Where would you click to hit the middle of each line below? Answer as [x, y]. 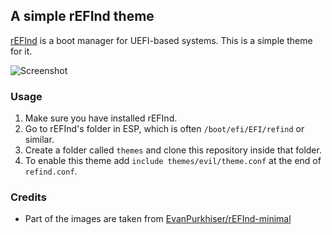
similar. [39, 140]
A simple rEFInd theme [82, 16]
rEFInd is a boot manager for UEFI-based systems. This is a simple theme [161, 40]
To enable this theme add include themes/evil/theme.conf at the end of [173, 161]
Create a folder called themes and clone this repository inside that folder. [173, 150]
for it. [21, 51]
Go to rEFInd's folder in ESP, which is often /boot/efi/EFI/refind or [164, 129]
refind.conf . [51, 171]
